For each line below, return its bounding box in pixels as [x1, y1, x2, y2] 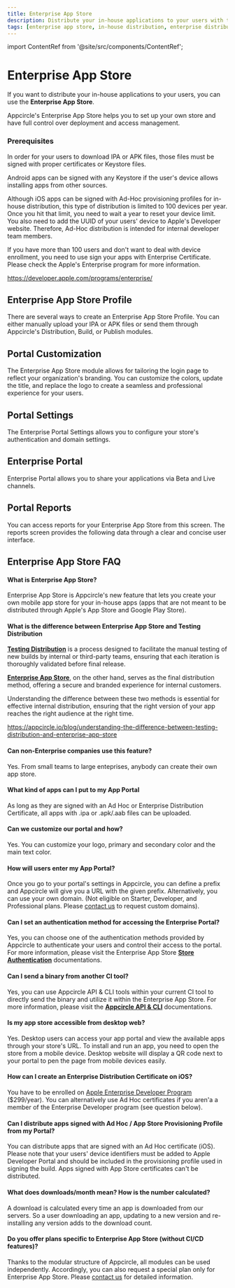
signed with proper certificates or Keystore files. [7, 159, 147, 168]
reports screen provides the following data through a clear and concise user [7, 528, 227, 537]
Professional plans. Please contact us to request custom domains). [7, 902, 199, 911]
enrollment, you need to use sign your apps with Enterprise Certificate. [7, 253, 211, 261]
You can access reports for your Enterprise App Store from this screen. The [7, 521, 225, 529]
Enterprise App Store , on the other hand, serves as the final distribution [7, 673, 215, 682]
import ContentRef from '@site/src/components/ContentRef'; [7, 43, 183, 51]
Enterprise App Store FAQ [7, 556, 121, 568]
